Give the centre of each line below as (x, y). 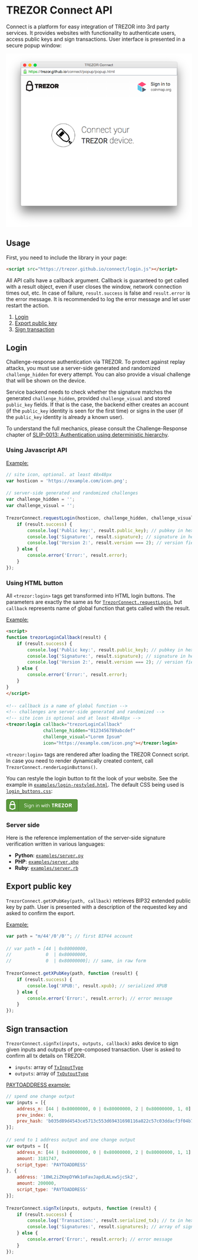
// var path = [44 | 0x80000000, (47, 949)
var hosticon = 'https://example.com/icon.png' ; (67, 481)
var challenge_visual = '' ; (41, 506)
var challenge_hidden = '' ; (41, 499)
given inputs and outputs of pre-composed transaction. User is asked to (94, 1049)
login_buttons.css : (29, 791)
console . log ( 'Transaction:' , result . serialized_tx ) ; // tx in (105, 1221)
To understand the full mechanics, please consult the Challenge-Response (97, 428)
